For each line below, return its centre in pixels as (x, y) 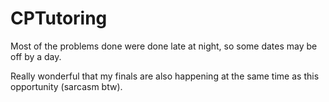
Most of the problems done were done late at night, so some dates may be (164, 46)
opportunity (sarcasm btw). (66, 86)
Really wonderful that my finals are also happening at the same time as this (165, 76)
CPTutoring (59, 18)
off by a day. (36, 56)
